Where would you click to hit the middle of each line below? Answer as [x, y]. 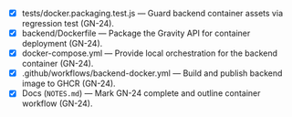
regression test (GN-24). [68, 24]
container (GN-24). [57, 64]
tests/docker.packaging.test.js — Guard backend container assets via [152, 13]
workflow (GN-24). [57, 103]
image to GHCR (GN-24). [68, 84]
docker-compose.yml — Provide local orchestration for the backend [150, 53]
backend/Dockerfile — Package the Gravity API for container [136, 33]
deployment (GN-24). [62, 44]
